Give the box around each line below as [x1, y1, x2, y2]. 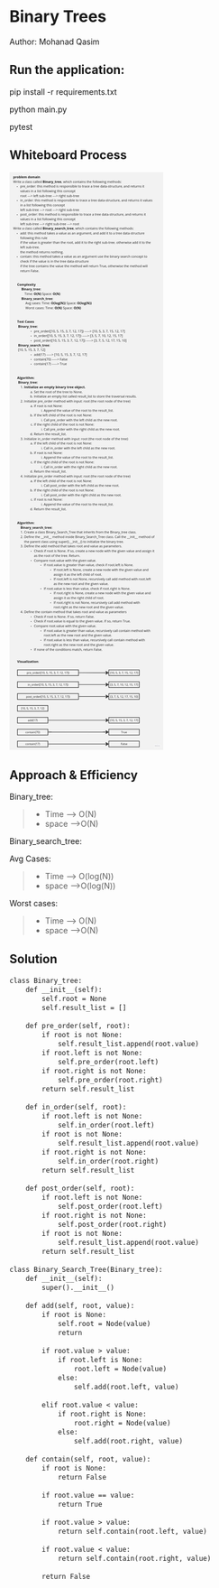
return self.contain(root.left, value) [57, 1528, 207, 1537]
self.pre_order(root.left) [57, 1058, 160, 1067]
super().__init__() [41, 1284, 115, 1293]
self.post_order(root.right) [57, 1221, 168, 1230]
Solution [9, 951, 58, 967]
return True [57, 1500, 103, 1509]
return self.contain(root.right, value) [57, 1555, 212, 1564]
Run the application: [9, 62, 125, 78]
